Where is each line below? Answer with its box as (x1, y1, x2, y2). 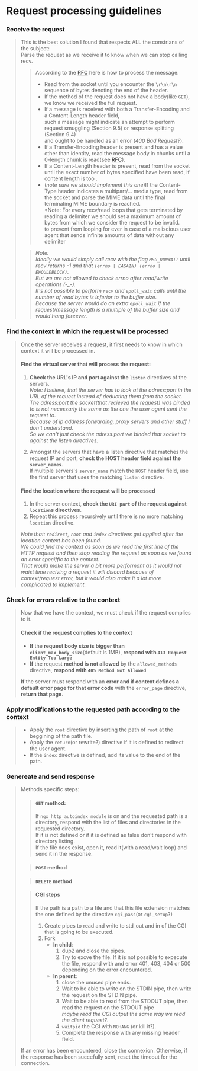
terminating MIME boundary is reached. (44, 200, 141, 207)
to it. (20, 615, 32, 623)
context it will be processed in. (20, 347, 96, 354)
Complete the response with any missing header (61, 1029, 180, 1036)
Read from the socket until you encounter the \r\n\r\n (44, 81, 177, 88)
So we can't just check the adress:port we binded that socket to (29, 430, 186, 437)
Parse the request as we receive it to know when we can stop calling (20, 52, 188, 59)
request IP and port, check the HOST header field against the (29, 455, 181, 462)
